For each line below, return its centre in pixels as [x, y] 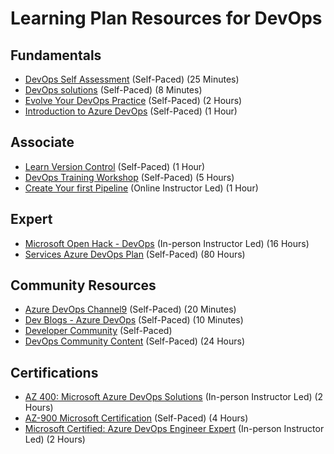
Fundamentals [56, 55]
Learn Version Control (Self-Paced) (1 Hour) [115, 166]
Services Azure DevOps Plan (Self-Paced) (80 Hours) [135, 254]
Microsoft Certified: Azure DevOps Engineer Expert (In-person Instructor [174, 429]
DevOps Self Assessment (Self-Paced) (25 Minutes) [132, 79]
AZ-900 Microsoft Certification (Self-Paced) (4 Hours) [136, 418]
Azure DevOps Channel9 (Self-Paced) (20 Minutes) [130, 309]
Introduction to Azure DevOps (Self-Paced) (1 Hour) [131, 111]
